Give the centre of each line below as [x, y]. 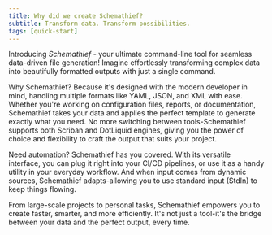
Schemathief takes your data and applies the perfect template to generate [132, 113]
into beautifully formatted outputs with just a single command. [112, 72]
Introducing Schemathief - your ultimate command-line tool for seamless [130, 54]
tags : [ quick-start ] [43, 31]
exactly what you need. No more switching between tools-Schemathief [127, 122]
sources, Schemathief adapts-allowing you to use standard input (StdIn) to [133, 181]
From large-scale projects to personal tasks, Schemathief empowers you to [134, 205]
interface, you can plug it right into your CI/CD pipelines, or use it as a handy [136, 163]
